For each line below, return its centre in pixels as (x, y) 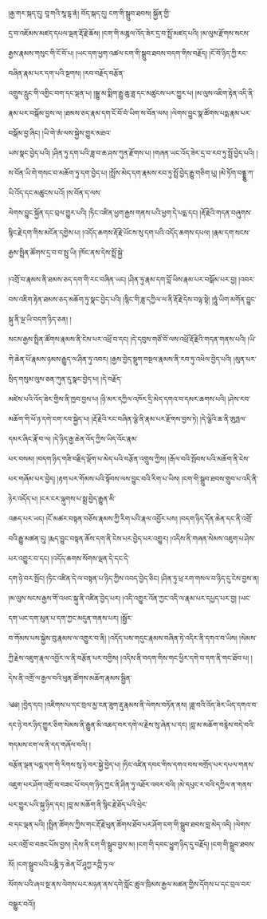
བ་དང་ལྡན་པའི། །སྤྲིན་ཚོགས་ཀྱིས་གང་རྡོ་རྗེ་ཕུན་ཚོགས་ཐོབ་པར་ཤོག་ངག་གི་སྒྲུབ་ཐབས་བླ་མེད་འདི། (120, 824)
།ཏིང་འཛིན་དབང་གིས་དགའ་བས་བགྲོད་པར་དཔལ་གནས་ (188, 764)
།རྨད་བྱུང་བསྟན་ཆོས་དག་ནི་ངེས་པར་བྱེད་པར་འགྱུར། (108, 538)
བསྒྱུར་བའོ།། (22, 904)
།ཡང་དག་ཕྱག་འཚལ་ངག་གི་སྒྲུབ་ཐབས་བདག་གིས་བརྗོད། (141, 53)
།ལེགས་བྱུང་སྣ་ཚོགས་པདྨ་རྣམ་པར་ (211, 113)
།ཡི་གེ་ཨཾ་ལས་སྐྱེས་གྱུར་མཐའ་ (77, 133)
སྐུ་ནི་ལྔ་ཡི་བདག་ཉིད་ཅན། (38, 319)
